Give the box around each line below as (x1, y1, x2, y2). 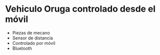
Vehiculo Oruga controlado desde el (5, 3, 156, 15)
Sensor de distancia (12, 35, 53, 41)
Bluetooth (12, 45, 32, 51)
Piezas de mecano (12, 30, 50, 36)
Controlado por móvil (12, 40, 56, 46)
